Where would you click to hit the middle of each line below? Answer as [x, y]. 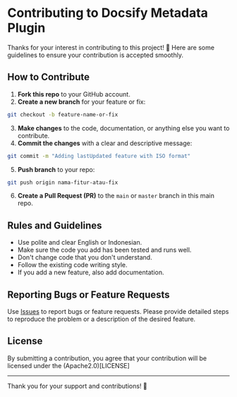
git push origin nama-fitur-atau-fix [63, 182]
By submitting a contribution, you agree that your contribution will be [107, 358]
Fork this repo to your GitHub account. [74, 94]
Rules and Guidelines [55, 225]
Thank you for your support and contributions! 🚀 [78, 386]
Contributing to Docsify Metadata [108, 13]
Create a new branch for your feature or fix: [81, 102]
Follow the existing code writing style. [73, 265]
